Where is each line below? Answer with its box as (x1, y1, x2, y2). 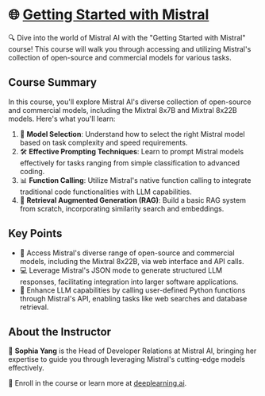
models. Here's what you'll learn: (8, 114, 116, 123)
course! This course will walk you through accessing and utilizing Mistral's (8, 44, 252, 53)
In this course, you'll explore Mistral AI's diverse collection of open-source (8, 97, 252, 107)
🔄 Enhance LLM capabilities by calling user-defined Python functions (19, 285, 246, 295)
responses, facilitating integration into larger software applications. (19, 277, 239, 286)
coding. (19, 166, 45, 176)
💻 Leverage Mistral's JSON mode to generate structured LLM (19, 265, 223, 275)
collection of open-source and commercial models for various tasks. (8, 52, 232, 62)
